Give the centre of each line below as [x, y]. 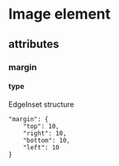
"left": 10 [41, 147]
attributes [34, 44]
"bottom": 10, [47, 140]
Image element [59, 14]
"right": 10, [45, 133]
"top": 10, [41, 126]
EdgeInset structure [41, 104]
